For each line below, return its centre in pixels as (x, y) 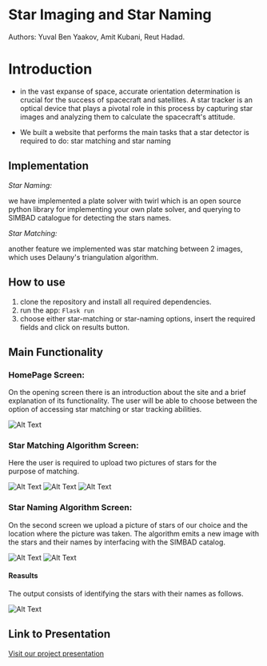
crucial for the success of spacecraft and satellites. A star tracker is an (136, 100)
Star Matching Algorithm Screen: (74, 445)
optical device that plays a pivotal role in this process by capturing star (136, 108)
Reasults (23, 576)
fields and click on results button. (75, 327)
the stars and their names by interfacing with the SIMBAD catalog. (117, 542)
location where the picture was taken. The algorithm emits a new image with (134, 533)
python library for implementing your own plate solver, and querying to (125, 209)
